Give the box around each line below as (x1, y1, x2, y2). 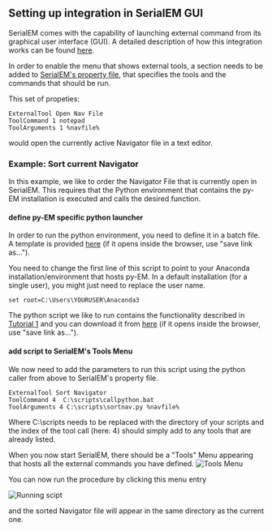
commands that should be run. (8, 78, 111, 88)
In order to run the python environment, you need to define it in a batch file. (8, 230, 261, 240)
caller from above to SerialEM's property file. (8, 373, 158, 383)
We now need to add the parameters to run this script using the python (8, 364, 246, 374)
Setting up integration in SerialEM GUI (8, 6, 204, 20)
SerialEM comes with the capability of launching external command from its (8, 28, 261, 37)
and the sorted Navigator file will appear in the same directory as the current (8, 506, 265, 516)
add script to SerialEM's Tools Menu (8, 346, 133, 356)
